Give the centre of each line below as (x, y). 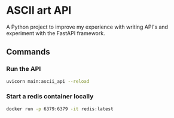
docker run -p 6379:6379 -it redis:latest (60, 109)
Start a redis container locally (50, 97)
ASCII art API (39, 10)
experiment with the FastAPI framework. (56, 33)
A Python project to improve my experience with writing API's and (87, 27)
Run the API (24, 69)
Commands (28, 52)
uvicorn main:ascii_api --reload (48, 81)
